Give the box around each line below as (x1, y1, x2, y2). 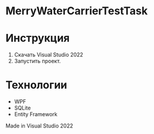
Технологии (5, 79, 68, 92)
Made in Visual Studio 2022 (5, 122, 74, 129)
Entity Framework (14, 111, 58, 118)
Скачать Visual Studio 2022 (14, 51, 84, 58)
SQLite (14, 104, 31, 111)
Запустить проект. (14, 58, 61, 65)
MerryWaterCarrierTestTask (5, 4, 148, 18)
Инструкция (5, 32, 70, 45)
